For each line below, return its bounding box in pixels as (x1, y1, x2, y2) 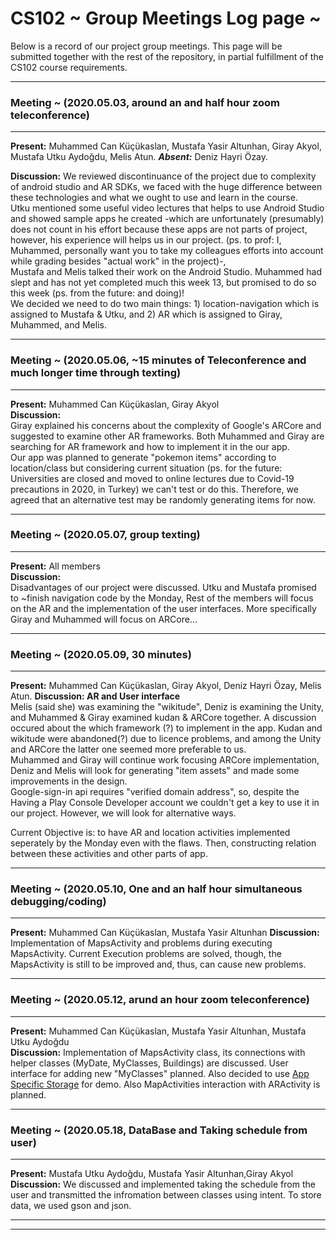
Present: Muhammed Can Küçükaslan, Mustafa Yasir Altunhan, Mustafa (10, 1025, 307, 1037)
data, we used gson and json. (10, 1200, 132, 1212)
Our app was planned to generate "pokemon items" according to (10, 451, 277, 463)
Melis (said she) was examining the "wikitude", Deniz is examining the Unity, (10, 701, 325, 713)
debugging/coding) (10, 895, 107, 909)
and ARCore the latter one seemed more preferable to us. (10, 743, 247, 756)
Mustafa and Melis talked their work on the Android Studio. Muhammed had (10, 266, 322, 278)
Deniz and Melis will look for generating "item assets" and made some (10, 765, 300, 777)
